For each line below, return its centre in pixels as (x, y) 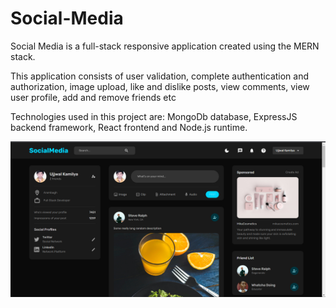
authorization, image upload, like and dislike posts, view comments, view (160, 86)
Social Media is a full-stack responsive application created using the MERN (165, 46)
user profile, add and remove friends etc (93, 97)
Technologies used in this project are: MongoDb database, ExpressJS (154, 116)
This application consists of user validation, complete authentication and (160, 76)
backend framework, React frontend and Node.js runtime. (129, 127)
